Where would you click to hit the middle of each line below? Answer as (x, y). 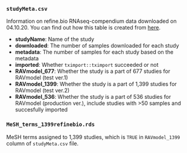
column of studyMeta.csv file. (43, 143)
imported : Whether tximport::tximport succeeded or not (87, 65)
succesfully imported (41, 110)
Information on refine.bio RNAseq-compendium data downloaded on (91, 21)
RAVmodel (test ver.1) (41, 78)
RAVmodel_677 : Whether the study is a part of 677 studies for (93, 71)
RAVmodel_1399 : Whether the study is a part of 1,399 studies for (96, 84)
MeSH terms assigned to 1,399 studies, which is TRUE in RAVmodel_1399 (93, 137)
